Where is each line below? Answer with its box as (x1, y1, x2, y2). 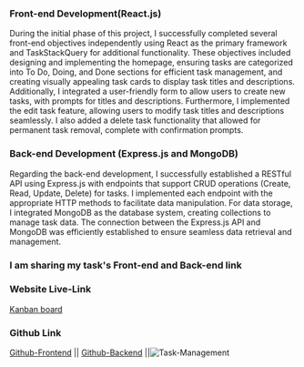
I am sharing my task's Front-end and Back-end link (9, 259, 243, 271)
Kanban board (9, 303, 63, 314)
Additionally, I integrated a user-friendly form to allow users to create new (9, 86, 286, 97)
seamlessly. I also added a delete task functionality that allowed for (9, 115, 261, 126)
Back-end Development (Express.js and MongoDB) (9, 148, 238, 160)
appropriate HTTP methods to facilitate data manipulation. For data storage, (9, 197, 293, 208)
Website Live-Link (9, 283, 92, 296)
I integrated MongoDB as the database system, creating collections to (9, 207, 271, 218)
